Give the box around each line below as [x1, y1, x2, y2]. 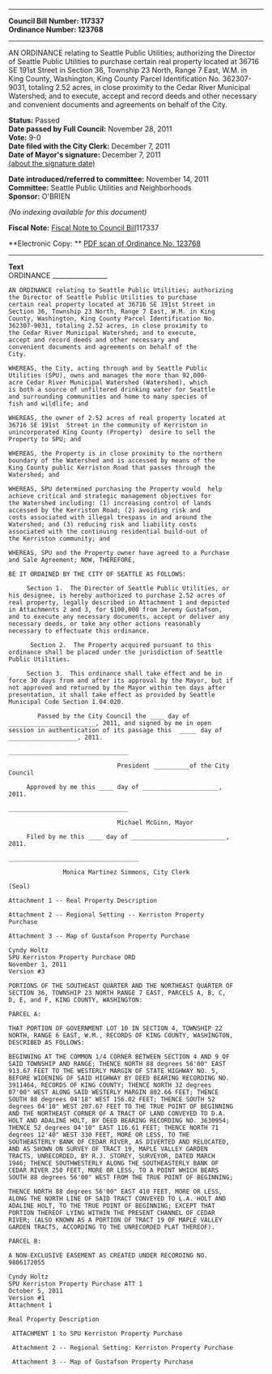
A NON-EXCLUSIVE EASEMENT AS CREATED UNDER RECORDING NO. [8, 1252, 208, 1260]
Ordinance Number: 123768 [8, 25, 104, 34]
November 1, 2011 [8, 960, 67, 968]
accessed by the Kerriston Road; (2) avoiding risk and [8, 506, 201, 514]
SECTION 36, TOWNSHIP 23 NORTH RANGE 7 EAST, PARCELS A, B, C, [8, 989, 227, 997]
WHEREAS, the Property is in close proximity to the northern [8, 449, 223, 457]
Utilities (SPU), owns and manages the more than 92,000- [8, 371, 208, 380]
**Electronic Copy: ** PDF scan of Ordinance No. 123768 [8, 238, 201, 248]
